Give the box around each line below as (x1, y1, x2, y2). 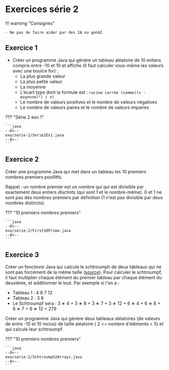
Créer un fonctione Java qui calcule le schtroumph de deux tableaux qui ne (5, 264, 161, 270)
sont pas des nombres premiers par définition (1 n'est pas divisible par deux (5, 194, 163, 200)
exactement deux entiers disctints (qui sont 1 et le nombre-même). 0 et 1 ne (5, 189, 162, 195)
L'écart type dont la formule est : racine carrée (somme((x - (20, 89, 146, 95)
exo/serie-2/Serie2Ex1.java (5, 133, 65, 138)
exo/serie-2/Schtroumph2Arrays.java (5, 354, 82, 360)
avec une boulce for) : (12, 68, 59, 74)
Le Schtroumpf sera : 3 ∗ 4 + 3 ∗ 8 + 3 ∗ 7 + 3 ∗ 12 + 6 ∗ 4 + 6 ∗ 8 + (12, 300, 160, 306)
